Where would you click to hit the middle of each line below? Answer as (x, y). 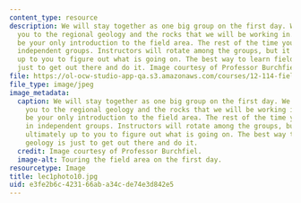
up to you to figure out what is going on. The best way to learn (144, 59)
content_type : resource (54, 18)
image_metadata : (39, 93)
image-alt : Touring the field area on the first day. (120, 159)
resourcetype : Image (48, 168)
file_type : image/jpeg (52, 84)
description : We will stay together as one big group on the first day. (148, 26)
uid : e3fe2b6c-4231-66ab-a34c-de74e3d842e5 (92, 185)
